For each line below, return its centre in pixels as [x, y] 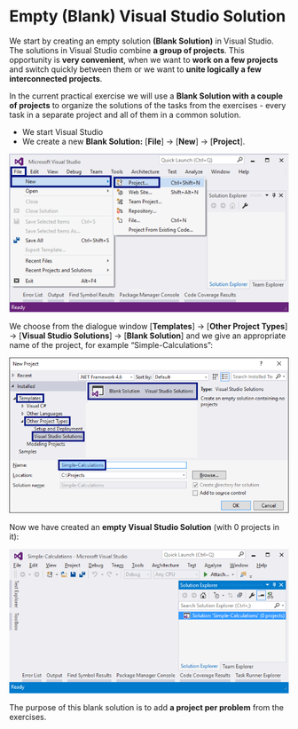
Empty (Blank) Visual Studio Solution [148, 16]
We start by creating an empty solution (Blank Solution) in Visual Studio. [141, 41]
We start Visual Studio [63, 131]
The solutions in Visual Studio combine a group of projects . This [127, 50]
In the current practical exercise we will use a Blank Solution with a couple [146, 96]
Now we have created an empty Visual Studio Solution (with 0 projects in [145, 527]
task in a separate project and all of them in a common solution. [125, 115]
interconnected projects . [56, 78]
